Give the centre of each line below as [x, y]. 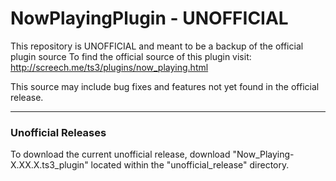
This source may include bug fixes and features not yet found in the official [165, 86]
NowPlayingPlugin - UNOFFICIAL [149, 18]
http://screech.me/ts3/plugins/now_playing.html [109, 67]
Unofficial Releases [58, 132]
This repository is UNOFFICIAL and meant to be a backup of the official [157, 46]
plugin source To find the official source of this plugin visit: [131, 56]
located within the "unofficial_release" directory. [190, 165]
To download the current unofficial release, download [120, 154]
